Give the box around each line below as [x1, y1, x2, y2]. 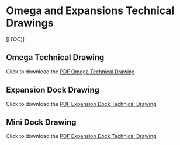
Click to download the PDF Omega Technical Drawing [6, 68, 136, 75]
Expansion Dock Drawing [6, 85, 100, 95]
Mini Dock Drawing [6, 117, 77, 127]
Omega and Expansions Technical [6, 4, 175, 17]
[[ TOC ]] [6, 36, 25, 43]
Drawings [6, 16, 54, 30]
